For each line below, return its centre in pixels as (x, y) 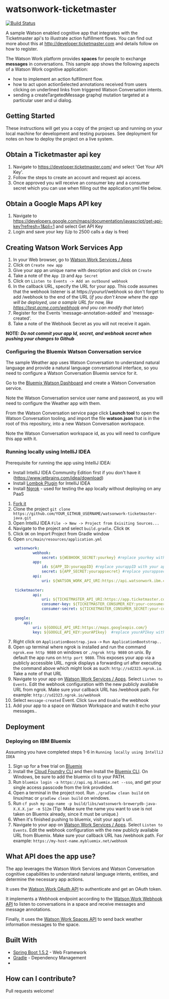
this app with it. (22, 439)
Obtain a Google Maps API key (54, 203)
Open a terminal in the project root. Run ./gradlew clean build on (81, 793)
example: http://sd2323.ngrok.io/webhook (57, 695)
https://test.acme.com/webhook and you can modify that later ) (78, 308)
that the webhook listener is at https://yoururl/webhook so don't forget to (89, 292)
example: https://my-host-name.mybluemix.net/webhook (70, 841)
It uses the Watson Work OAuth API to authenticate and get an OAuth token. (84, 889)
